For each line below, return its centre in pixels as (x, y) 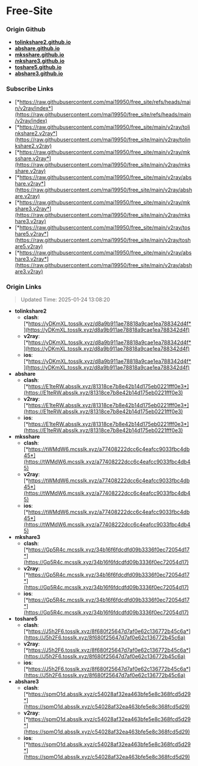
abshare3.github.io (39, 74)
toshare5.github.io (38, 67)
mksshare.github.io (39, 55)
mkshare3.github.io (40, 61)
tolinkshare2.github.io (43, 42)
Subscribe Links (30, 89)
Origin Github (26, 30)
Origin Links (24, 287)
